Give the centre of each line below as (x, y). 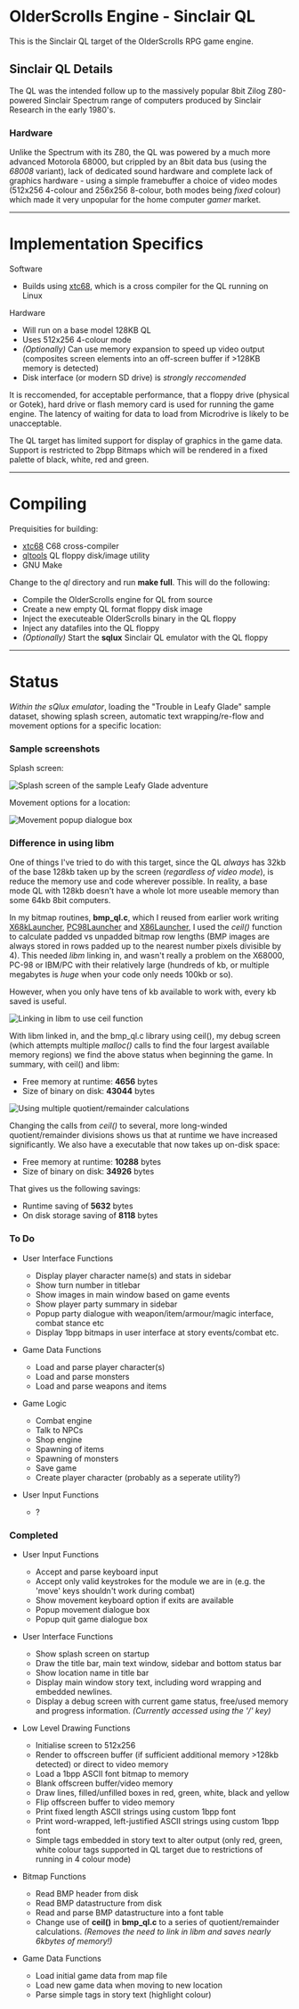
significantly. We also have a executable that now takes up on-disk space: (145, 1145)
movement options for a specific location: (85, 726)
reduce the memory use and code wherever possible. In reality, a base (138, 882)
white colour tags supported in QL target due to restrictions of (149, 1850)
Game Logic (44, 1403)
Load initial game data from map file (101, 1976)
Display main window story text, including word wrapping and (148, 1682)
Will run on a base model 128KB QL (86, 330)
